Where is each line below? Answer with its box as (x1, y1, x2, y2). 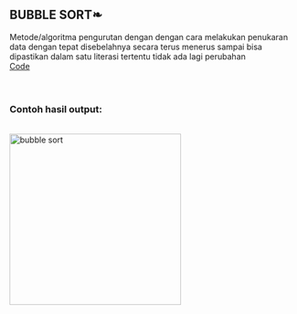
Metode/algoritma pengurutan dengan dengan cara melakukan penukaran (9, 31, 289, 42)
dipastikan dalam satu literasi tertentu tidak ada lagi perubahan (9, 50, 247, 62)
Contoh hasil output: (9, 102, 102, 115)
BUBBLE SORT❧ (9, 7, 102, 23)
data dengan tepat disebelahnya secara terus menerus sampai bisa (9, 41, 263, 52)
